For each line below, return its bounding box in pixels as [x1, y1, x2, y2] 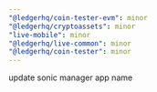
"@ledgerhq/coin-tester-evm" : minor [8, 13, 148, 23]
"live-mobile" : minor [8, 30, 91, 39]
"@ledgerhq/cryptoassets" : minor [8, 22, 136, 31]
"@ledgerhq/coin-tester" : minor [8, 47, 131, 56]
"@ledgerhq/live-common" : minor [8, 38, 131, 48]
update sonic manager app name [8, 72, 133, 83]
